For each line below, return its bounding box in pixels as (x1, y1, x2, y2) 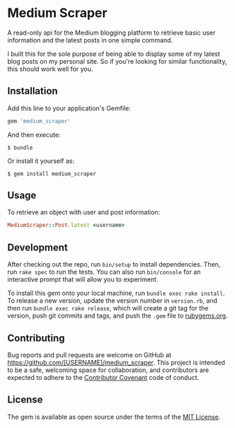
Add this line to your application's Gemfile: (7, 104, 131, 112)
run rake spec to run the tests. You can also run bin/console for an (7, 267, 201, 277)
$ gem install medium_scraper (7, 170, 97, 178)
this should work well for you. (7, 64, 93, 73)
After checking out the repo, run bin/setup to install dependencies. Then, (7, 260, 221, 269)
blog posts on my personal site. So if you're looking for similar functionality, (7, 57, 227, 65)
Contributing (7, 332, 65, 344)
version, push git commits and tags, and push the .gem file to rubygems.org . (7, 311, 229, 320)
